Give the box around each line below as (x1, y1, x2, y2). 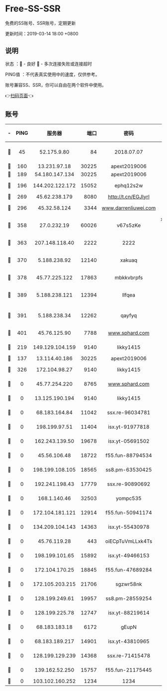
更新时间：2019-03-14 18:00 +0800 (5, 30, 79, 36)
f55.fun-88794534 (105, 452, 153, 459)
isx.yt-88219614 (107, 609, 150, 616)
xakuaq (120, 257, 138, 264)
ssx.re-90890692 (107, 481, 151, 488)
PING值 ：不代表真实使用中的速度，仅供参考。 (5, 71, 100, 77)
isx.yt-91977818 (107, 423, 150, 430)
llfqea (122, 292, 136, 298)
